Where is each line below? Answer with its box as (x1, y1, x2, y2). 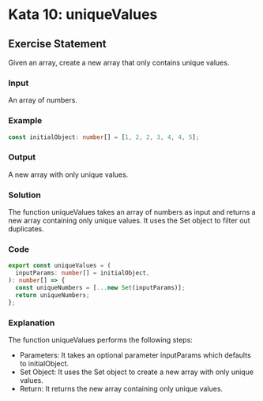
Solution (8, 189, 42, 200)
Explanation (8, 317, 55, 328)
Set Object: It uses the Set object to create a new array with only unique (19, 367, 254, 377)
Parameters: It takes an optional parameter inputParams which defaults (19, 350, 251, 360)
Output (8, 152, 36, 163)
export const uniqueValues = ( (8, 262, 111, 270)
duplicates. (8, 224, 45, 234)
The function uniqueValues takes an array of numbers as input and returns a (8, 208, 256, 217)
